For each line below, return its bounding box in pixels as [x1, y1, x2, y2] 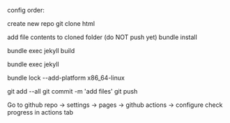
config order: [7, 6, 45, 14]
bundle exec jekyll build [7, 47, 75, 55]
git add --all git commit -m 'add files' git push [7, 87, 138, 95]
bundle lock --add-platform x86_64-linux [7, 73, 125, 82]
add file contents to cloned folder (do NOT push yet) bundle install [7, 33, 197, 41]
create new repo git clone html [7, 20, 95, 27]
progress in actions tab [7, 108, 74, 116]
